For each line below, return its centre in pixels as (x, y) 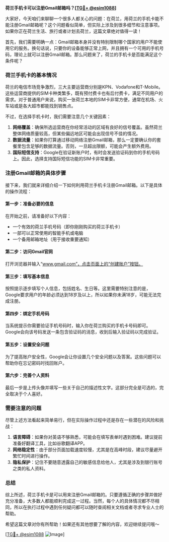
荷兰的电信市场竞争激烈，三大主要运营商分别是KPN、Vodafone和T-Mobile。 (84, 87)
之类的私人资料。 (30, 468)
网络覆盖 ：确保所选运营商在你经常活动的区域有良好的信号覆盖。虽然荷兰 (87, 127)
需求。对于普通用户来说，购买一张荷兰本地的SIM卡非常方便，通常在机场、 (82, 100)
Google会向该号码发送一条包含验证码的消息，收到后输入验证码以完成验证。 (83, 332)
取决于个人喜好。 (27, 394)
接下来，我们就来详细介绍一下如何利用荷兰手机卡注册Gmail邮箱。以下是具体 (84, 185)
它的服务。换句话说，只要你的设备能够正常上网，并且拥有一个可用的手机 (84, 48)
